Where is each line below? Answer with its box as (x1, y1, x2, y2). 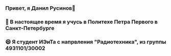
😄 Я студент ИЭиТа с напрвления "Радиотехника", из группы (5, 38, 166, 45)
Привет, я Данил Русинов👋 (5, 5, 76, 12)
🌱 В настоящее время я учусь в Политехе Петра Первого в (5, 18, 158, 25)
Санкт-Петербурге (5, 24, 55, 32)
